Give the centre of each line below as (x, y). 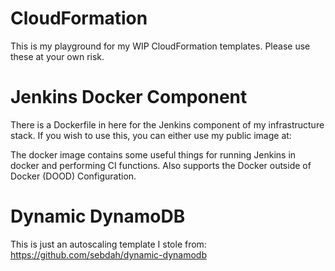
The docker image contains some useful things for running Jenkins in (153, 154)
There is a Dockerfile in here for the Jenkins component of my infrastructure (167, 124)
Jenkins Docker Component (129, 97)
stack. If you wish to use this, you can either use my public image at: (151, 135)
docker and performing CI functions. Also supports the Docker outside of (161, 165)
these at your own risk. (57, 56)
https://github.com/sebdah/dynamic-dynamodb (109, 254)
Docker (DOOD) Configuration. (73, 176)
